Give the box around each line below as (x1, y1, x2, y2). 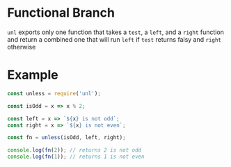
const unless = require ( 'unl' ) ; (7, 90, 101, 97)
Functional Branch (7, 5, 115, 21)
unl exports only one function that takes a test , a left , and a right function (7, 28, 225, 36)
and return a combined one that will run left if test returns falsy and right (7, 35, 221, 43)
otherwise (7, 42, 36, 51)
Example (7, 67, 58, 83)
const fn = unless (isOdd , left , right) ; (7, 134, 127, 141)
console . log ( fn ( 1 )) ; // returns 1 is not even (7, 153, 145, 161)
